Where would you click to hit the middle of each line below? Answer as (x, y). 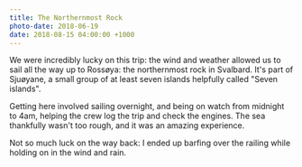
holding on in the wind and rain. (68, 153)
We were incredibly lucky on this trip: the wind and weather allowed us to (145, 60)
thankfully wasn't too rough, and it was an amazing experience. (127, 125)
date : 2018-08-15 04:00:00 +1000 (72, 34)
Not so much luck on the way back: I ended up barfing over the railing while (150, 143)
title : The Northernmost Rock (66, 18)
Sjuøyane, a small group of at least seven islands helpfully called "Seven (143, 79)
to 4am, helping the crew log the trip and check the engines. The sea (137, 116)
